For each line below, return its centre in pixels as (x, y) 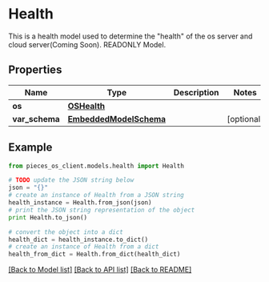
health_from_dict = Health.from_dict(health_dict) (94, 254)
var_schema (36, 119)
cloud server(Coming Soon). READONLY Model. (87, 44)
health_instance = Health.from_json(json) (80, 203)
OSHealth (86, 106)
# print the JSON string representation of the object (102, 210)
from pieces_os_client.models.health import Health (96, 166)
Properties (35, 70)
